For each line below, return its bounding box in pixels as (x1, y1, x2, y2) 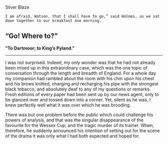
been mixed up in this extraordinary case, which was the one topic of (5, 64, 147, 70)
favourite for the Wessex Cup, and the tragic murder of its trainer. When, (5, 122, 154, 128)
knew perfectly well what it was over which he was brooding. (5, 102, 131, 108)
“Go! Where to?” (5, 32, 58, 40)
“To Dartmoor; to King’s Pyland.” (5, 45, 75, 51)
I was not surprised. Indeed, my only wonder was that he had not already (5, 59, 156, 65)
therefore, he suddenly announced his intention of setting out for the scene (5, 127, 160, 133)
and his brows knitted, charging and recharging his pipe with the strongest (5, 80, 158, 86)
